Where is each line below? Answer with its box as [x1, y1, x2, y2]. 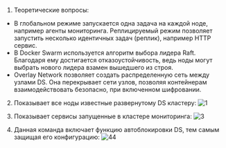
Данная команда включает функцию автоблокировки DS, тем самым [13, 126, 220, 133]
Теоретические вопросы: [13, 6, 89, 14]
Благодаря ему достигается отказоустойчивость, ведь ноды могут [13, 56, 213, 64]
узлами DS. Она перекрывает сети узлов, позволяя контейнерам [13, 78, 207, 86]
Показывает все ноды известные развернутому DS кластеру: [13, 99, 197, 107]
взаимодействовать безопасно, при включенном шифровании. [13, 86, 202, 93]
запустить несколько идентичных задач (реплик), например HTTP [13, 34, 211, 42]
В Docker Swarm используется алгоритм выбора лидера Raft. [13, 48, 196, 57]
